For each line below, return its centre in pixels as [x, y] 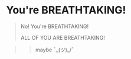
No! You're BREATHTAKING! [55, 26]
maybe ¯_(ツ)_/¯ [55, 50]
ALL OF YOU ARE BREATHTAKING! [63, 37]
